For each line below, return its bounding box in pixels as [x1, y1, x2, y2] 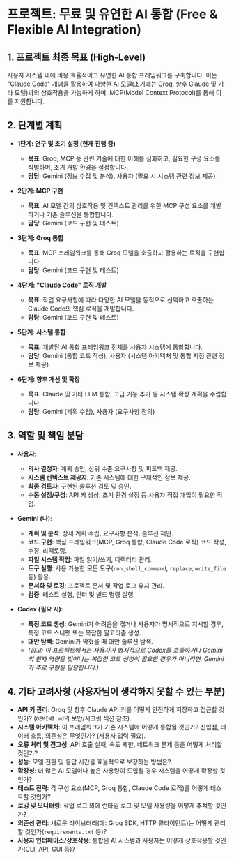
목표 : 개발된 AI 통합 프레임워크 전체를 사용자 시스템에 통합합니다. [27, 343, 203, 351]
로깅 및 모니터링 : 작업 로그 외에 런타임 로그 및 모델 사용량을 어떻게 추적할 [17, 801, 214, 810]
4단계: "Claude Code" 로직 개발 [17, 281, 107, 289]
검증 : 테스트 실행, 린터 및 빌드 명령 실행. [27, 590, 136, 598]
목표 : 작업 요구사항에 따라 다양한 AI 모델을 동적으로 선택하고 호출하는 [27, 295, 214, 304]
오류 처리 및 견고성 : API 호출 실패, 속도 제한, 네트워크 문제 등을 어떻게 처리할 [17, 741, 223, 749]
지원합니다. [14, 97, 45, 105]
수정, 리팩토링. [27, 546, 68, 555]
